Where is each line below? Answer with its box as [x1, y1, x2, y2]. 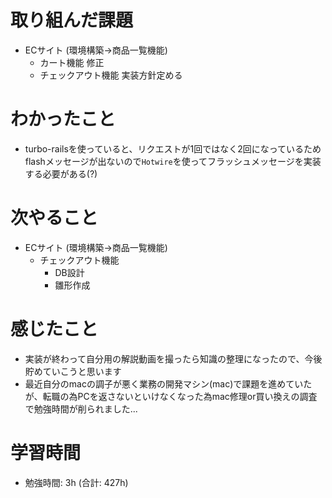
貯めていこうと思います [24, 365, 122, 377]
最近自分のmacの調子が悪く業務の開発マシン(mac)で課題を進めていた [24, 377, 313, 390]
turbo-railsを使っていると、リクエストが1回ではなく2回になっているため [24, 142, 322, 155]
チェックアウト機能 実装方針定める [39, 69, 183, 81]
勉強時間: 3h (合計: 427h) [24, 476, 129, 488]
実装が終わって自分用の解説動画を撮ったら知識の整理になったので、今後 [24, 352, 323, 365]
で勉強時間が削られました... [24, 402, 138, 415]
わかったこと [10, 108, 117, 131]
